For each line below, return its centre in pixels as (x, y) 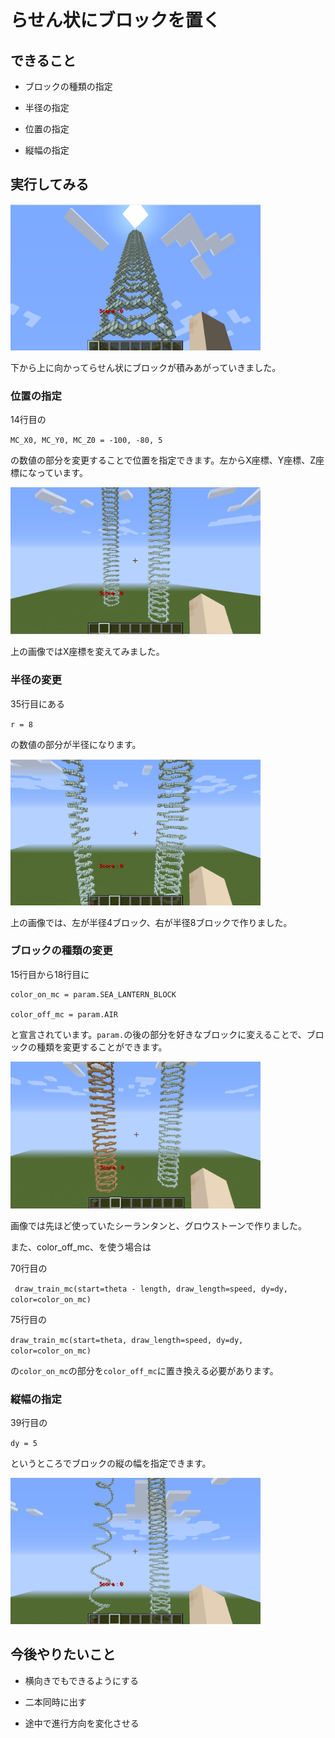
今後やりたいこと (63, 1654)
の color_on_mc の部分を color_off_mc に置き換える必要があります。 (144, 1370)
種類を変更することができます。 (102, 1047)
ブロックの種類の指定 (68, 86)
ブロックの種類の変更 (61, 951)
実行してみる (50, 184)
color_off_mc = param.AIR (64, 1014)
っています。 (62, 473)
